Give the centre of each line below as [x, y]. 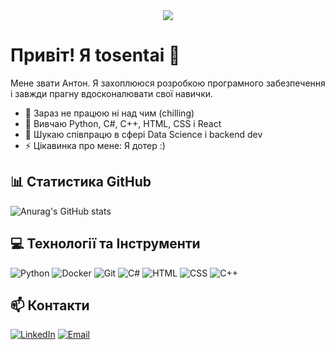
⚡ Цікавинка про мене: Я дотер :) [95, 145]
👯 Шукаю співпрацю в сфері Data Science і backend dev [143, 134]
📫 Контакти [50, 305]
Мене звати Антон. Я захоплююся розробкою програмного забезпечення [168, 83]
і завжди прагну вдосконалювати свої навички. [112, 93]
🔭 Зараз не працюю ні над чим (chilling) [109, 113]
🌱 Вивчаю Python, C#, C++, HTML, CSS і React [123, 123]
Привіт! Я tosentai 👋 [95, 55]
